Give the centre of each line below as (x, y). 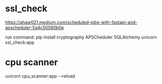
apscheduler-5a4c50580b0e (35, 27)
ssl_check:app (20, 42)
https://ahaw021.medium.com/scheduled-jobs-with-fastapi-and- (71, 22)
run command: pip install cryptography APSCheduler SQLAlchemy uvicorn (81, 37)
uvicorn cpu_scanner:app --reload (40, 76)
